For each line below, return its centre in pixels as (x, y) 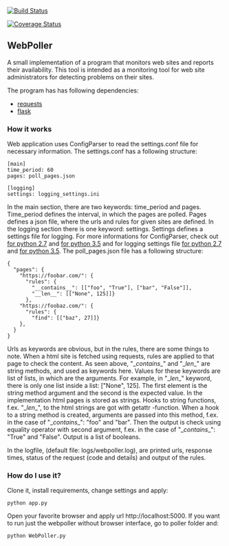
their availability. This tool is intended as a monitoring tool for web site (106, 70)
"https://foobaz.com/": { (57, 306)
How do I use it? (34, 476)
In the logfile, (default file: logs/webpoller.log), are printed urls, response (110, 450)
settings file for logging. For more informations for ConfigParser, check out (113, 236)
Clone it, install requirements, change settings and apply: (88, 491)
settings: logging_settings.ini (53, 194)
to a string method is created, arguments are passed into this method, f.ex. (113, 415)
